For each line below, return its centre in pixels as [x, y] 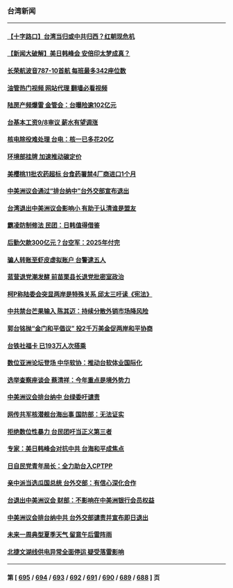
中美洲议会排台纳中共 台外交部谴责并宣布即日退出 [78, 517]
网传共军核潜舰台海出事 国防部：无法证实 [66, 414]
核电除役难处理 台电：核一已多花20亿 [61, 140]
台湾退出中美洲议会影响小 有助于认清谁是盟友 [72, 208]
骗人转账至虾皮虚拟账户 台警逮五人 [57, 260]
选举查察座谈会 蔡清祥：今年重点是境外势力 [69, 380]
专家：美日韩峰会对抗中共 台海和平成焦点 [66, 448]
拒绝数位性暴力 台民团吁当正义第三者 [60, 431]
